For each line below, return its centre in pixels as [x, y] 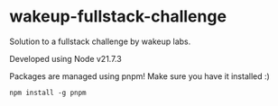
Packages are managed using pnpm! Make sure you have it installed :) [140, 76]
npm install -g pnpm [48, 93]
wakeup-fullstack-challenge [118, 17]
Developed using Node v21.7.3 [65, 58]
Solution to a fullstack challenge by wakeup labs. [100, 41]
